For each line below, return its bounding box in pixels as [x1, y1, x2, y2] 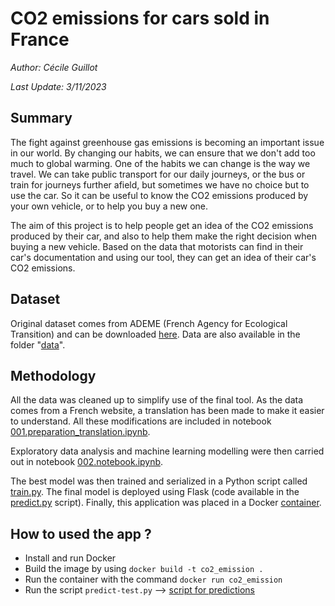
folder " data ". [10, 338, 66, 351]
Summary [10, 110, 73, 127]
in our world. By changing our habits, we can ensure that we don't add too [10, 147, 316, 159]
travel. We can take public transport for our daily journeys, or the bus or [10, 168, 306, 180]
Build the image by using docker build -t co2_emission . [24, 563, 264, 575]
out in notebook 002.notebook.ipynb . [10, 456, 164, 468]
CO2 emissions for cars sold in [10, 7, 270, 30]
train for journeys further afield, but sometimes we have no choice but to [10, 178, 310, 191]
